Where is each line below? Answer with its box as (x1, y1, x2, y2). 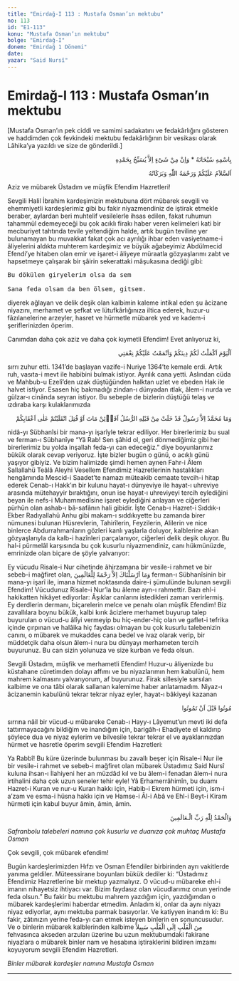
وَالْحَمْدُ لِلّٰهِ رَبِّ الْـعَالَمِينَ (169, 813, 232, 822)
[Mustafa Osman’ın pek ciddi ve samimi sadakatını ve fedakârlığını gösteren (7, 126, 229, 135)
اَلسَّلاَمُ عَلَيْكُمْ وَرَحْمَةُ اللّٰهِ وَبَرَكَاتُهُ (148, 169, 232, 177)
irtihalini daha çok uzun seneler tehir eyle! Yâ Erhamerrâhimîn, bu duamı (7, 777, 218, 785)
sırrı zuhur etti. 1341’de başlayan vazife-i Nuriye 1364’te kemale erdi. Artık (7, 362, 223, 371)
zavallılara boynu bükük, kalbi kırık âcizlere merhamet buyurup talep (7, 608, 207, 617)
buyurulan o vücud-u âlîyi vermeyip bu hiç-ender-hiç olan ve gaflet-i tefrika (7, 615, 229, 624)
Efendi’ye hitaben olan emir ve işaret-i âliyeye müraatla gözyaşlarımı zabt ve (7, 249, 230, 258)
